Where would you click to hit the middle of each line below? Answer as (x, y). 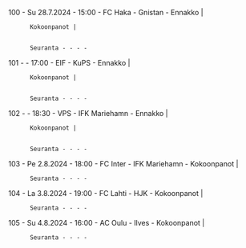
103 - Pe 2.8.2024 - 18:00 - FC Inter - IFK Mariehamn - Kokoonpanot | (123, 164)
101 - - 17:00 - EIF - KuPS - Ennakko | (69, 63)
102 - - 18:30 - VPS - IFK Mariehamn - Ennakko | (88, 113)
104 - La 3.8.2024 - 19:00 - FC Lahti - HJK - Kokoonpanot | (106, 193)
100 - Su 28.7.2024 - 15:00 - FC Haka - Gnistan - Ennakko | (106, 12)
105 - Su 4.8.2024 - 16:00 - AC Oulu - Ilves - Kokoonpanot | (107, 223)
